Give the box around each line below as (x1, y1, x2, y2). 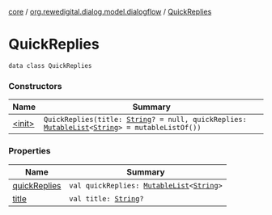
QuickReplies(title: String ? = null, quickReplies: (43, 115, 247, 124)
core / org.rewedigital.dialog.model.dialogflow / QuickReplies (8, 7, 212, 16)
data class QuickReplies (8, 61, 92, 70)
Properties (8, 145, 51, 157)
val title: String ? (68, 194, 144, 203)
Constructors (8, 80, 62, 91)
